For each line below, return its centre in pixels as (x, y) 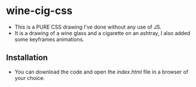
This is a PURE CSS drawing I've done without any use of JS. (88, 27)
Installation (27, 58)
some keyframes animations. (49, 39)
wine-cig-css (39, 11)
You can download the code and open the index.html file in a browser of (101, 72)
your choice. (30, 78)
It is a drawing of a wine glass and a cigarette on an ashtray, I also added (102, 33)
